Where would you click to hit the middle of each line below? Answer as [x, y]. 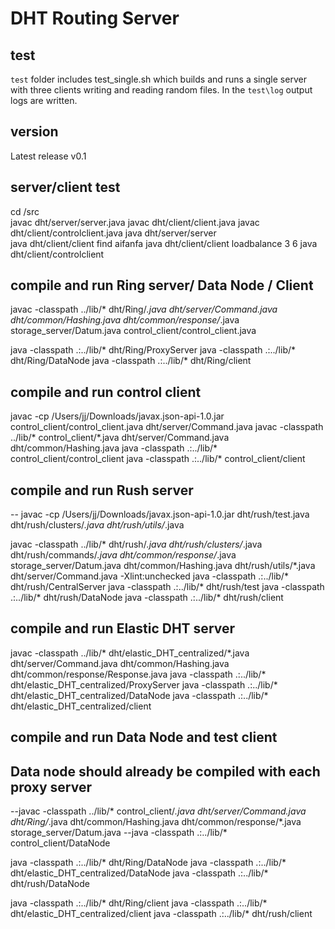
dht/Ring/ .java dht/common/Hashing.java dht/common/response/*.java [156, 822]
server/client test [65, 187]
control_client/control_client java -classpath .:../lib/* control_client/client [158, 459]
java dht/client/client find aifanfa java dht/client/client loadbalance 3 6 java [164, 243]
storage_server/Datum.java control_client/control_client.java [133, 331]
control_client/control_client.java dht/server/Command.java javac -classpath [167, 427]
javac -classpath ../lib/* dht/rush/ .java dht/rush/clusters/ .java [136, 544]
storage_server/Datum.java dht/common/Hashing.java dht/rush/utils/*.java [163, 566]
